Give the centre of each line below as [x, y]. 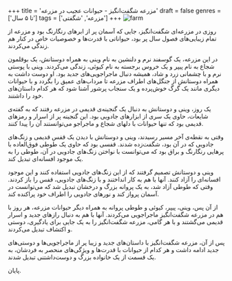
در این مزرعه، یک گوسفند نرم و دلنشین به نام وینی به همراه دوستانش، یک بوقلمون [113, 59]
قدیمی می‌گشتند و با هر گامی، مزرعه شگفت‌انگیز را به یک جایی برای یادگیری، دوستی [115, 222]
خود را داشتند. [26, 95]
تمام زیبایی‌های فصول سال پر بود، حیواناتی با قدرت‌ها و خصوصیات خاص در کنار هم [112, 38]
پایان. [14, 270]
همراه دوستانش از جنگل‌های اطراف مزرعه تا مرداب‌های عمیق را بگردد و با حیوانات [113, 81]
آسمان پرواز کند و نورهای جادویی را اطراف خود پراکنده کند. [83, 194]
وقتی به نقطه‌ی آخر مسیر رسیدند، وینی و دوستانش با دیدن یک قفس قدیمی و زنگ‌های [116, 137]
